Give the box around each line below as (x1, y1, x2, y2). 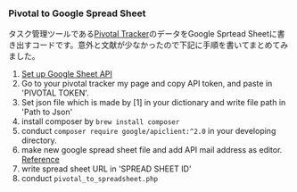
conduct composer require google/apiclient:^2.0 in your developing (21, 126, 276, 137)
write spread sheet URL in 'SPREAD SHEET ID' (21, 163, 193, 174)
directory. (21, 135, 57, 146)
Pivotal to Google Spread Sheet (8, 7, 146, 20)
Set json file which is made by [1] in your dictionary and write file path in (21, 97, 286, 108)
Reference (21, 154, 60, 165)
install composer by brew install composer (21, 116, 180, 127)
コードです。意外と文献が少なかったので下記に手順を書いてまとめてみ (31, 39, 289, 51)
